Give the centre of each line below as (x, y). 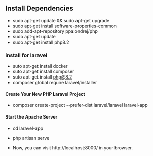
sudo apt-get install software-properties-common (65, 26)
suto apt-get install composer (43, 72)
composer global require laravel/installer (55, 83)
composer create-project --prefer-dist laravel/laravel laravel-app (80, 105)
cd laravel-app (28, 128)
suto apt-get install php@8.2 (42, 77)
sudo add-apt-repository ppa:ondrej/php (55, 31)
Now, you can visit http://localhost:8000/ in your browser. (73, 148)
